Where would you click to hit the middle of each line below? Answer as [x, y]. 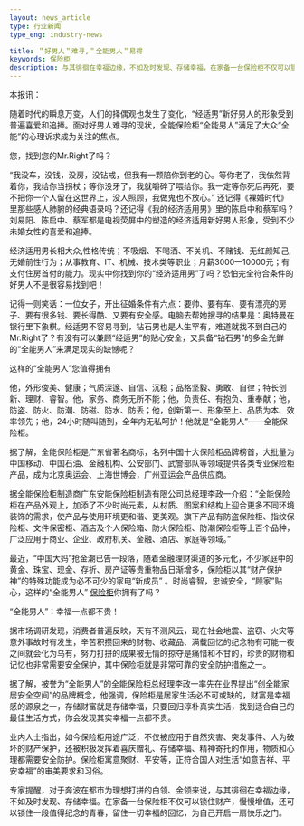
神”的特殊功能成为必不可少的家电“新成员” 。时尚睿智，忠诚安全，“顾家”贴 [146, 581]
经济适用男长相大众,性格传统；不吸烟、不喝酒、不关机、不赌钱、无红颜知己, [151, 251]
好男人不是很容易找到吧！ [57, 285]
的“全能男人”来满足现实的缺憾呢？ [72, 349]
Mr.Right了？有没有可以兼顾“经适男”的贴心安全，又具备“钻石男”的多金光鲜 [147, 337]
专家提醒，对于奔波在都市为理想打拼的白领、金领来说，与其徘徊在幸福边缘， [152, 790]
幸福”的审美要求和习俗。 [62, 771]
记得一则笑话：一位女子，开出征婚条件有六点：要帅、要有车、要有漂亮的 [144, 304]
